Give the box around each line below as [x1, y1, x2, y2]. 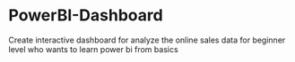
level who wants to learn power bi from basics [8, 43, 178, 54]
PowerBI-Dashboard [8, 5, 163, 26]
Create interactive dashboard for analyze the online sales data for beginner [8, 35, 286, 45]
